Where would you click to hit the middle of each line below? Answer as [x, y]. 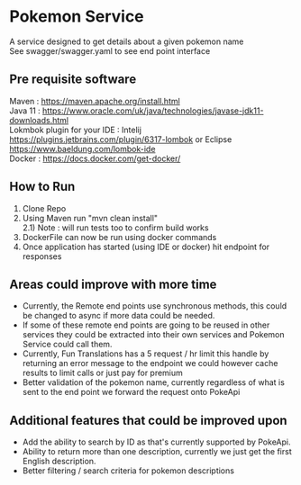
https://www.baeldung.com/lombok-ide [82, 148]
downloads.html [39, 120]
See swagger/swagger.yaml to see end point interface [110, 50]
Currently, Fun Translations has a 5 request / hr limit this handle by [146, 354]
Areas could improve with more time [113, 284]
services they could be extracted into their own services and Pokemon [153, 335]
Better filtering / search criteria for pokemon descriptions [128, 471]
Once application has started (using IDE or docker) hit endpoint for [146, 247]
